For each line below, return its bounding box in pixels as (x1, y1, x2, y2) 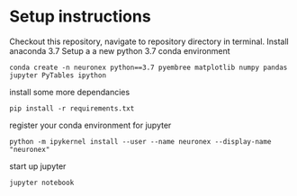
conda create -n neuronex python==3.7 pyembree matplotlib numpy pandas (9, 63, 288, 72)
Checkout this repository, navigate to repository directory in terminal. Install (9, 36, 290, 47)
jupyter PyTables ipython (9, 70, 106, 80)
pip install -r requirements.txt (9, 103, 135, 113)
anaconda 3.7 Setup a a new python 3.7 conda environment (9, 45, 231, 56)
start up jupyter (9, 160, 67, 172)
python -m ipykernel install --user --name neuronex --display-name (9, 137, 272, 146)
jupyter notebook (9, 178, 75, 187)
